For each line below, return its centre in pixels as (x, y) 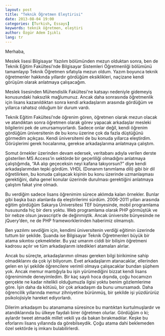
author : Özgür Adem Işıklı (33, 33)
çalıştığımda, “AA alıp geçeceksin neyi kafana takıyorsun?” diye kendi (76, 164)
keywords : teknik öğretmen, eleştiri (44, 28)
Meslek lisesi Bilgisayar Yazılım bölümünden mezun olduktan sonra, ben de (82, 61)
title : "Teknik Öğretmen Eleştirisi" (44, 14)
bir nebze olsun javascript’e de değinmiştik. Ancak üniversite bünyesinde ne (82, 215)
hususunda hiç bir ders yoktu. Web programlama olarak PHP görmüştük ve (81, 210)
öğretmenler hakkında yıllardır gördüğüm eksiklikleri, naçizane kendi (75, 77)
